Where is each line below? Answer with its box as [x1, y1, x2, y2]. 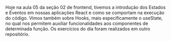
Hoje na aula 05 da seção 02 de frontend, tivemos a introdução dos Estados [5, 5, 166, 10]
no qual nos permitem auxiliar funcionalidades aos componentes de [5, 20, 148, 26]
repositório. [5, 31, 30, 37]
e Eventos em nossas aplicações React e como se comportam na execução [5, 10, 165, 16]
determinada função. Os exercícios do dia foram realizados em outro [5, 26, 151, 32]
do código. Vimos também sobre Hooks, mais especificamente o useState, [5, 15, 163, 21]
